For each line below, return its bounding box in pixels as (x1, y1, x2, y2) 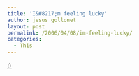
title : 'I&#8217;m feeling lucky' (7, 10, 108, 17)
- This (13, 42, 33, 49)
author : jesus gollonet (7, 17, 77, 23)
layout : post (7, 23, 45, 30)
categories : (7, 36, 42, 43)
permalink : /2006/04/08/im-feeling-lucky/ (7, 29, 133, 37)
